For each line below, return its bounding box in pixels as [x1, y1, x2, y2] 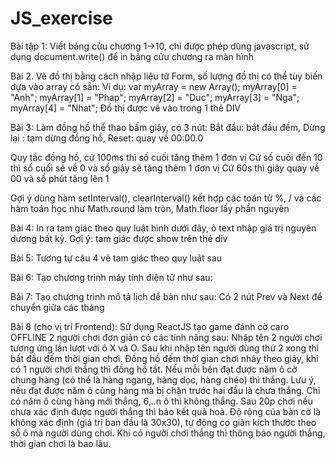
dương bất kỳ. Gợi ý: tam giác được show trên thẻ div [10, 232, 228, 244]
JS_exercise [10, 7, 113, 30]
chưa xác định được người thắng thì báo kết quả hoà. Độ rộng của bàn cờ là [10, 405, 322, 417]
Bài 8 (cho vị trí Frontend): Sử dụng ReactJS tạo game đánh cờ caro [10, 320, 290, 332]
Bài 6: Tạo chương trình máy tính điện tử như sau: [10, 271, 213, 283]
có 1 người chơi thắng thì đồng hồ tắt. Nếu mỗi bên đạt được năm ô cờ [10, 363, 298, 375]
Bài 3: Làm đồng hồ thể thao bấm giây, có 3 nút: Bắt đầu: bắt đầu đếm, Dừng [10, 121, 326, 133]
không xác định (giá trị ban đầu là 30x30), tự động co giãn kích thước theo [10, 416, 317, 428]
